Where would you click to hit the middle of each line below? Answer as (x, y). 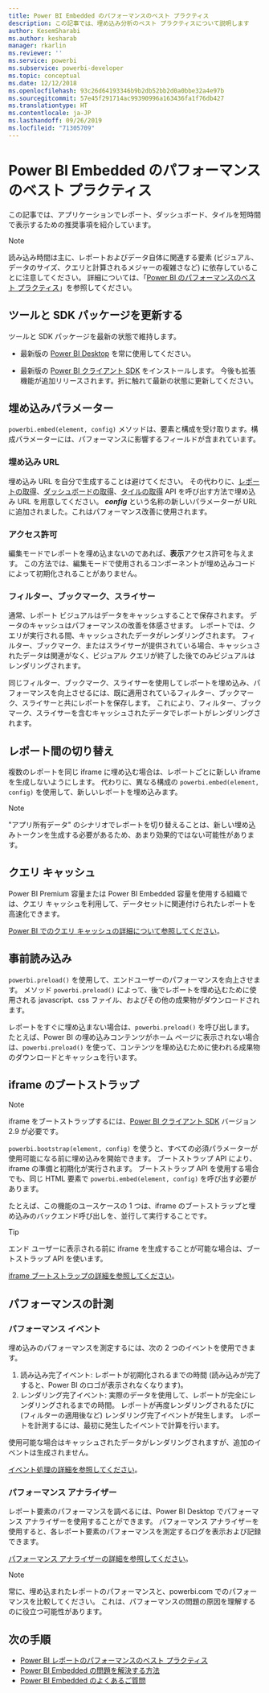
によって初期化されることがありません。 (75, 573)
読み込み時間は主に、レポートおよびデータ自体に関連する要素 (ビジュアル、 (133, 257)
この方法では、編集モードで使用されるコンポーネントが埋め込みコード (140, 563)
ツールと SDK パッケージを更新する (96, 315)
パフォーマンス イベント (55, 1328)
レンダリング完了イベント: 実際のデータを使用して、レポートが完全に (134, 1395)
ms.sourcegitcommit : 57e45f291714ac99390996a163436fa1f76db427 (116, 98)
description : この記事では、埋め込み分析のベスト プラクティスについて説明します (129, 23)
